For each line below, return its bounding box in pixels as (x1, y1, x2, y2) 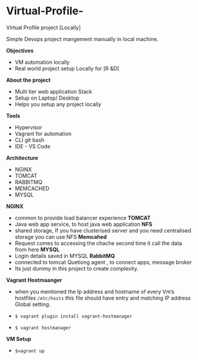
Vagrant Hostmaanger (6, 276, 62, 284)
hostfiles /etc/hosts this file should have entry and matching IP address (14, 294, 191, 302)
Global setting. (14, 300, 51, 308)
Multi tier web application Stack (14, 88, 92, 95)
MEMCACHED (14, 185, 49, 192)
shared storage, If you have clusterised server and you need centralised (14, 226, 191, 234)
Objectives (6, 46, 34, 54)
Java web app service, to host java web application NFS (14, 221, 153, 228)
